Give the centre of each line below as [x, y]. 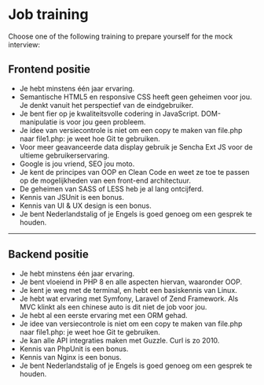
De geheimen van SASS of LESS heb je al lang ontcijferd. [112, 189]
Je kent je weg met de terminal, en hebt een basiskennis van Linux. [128, 290]
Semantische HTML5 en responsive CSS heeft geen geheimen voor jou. [136, 97]
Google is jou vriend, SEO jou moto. [77, 164]
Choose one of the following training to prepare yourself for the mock [121, 36]
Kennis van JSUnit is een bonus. [71, 197]
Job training [48, 15]
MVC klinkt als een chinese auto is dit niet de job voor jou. [113, 307]
